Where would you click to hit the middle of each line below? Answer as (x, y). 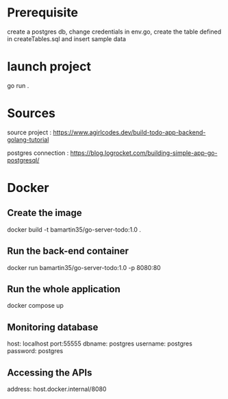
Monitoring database (53, 327)
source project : (29, 132)
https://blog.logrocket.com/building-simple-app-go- (144, 153)
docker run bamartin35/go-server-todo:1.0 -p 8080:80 (84, 267)
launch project (49, 67)
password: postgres (35, 351)
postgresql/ (23, 160)
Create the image (45, 213)
